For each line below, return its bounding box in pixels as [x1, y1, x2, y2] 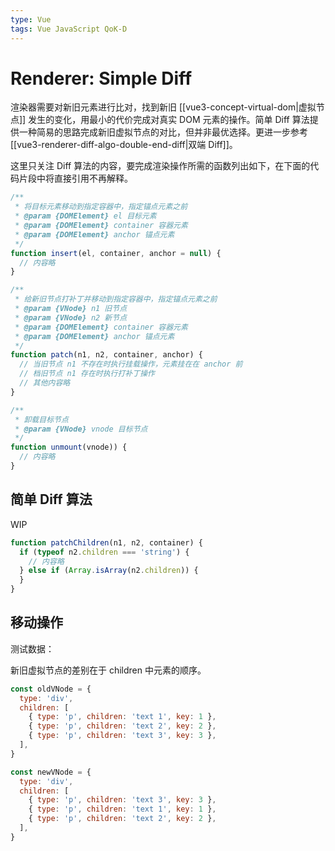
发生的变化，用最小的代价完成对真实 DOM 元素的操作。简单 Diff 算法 [28, 114, 310, 126]
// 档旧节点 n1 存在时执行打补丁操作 [19, 369, 155, 379]
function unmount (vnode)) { [10, 442, 128, 453]
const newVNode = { [10, 767, 92, 777]
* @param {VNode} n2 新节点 [14, 312, 128, 323]
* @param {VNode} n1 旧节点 [14, 304, 128, 314]
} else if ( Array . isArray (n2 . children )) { [19, 566, 199, 576]
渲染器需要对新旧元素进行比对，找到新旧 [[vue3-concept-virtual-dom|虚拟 [10, 101, 317, 113]
